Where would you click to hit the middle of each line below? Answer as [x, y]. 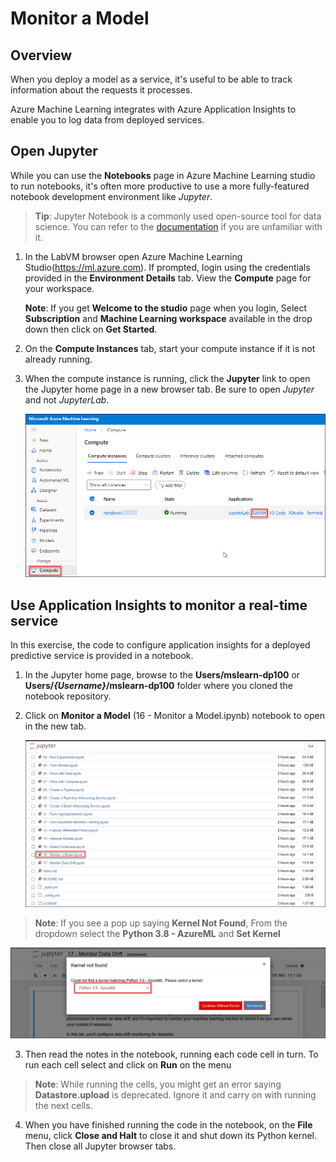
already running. [58, 359]
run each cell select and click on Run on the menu [128, 1065]
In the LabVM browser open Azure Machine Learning [133, 256]
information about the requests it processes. [101, 90]
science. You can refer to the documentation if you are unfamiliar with [178, 226]
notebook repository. [68, 696]
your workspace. [59, 288]
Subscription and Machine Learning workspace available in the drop [168, 318]
